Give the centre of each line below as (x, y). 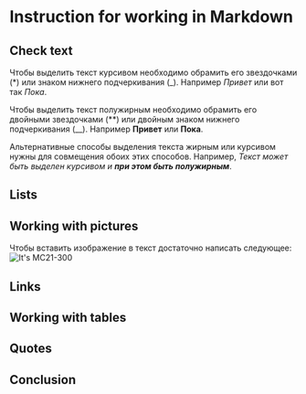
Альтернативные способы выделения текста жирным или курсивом (143, 147)
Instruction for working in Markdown (152, 17)
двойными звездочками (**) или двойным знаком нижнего (125, 119)
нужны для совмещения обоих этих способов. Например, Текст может (149, 156)
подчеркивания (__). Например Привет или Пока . (106, 129)
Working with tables (68, 317)
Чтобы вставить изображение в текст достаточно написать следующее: (151, 248)
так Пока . (28, 92)
